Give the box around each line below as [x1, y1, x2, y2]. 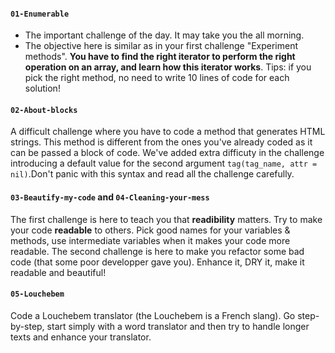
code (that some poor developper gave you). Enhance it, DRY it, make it [10, 256, 305, 268]
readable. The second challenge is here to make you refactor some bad [10, 245, 305, 257]
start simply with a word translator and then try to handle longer [46, 320, 310, 332]
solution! [24, 82, 61, 95]
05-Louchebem [10, 289, 65, 300]
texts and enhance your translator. [10, 331, 152, 343]
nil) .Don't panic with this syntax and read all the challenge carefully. [10, 168, 295, 180]
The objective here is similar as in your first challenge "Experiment [24, 40, 299, 52]
